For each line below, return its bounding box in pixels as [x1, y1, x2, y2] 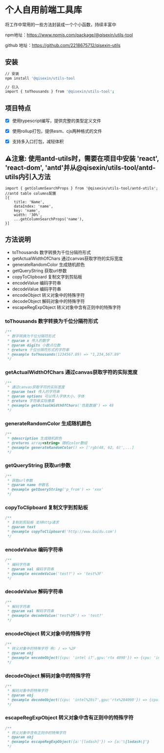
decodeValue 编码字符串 [12, 286, 61, 292]
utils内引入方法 [5, 172, 51, 181]
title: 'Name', [14, 200, 45, 205]
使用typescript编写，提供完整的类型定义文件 [12, 118, 102, 124]
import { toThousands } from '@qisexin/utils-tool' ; [5, 89, 115, 94]
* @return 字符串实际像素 [7, 399, 55, 404]
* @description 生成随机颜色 [7, 436, 62, 441]
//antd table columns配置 [5, 191, 56, 196]
